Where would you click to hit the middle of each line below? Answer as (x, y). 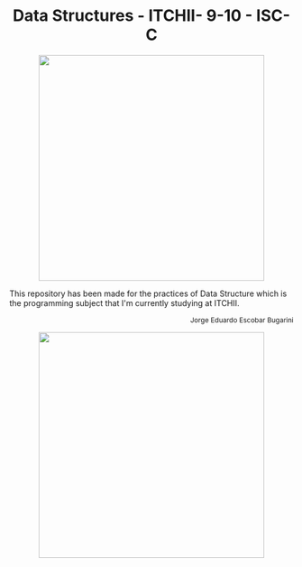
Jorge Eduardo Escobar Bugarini (242, 320)
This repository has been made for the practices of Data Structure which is (148, 293)
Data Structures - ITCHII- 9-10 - (133, 16)
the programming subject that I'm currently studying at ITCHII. (125, 302)
